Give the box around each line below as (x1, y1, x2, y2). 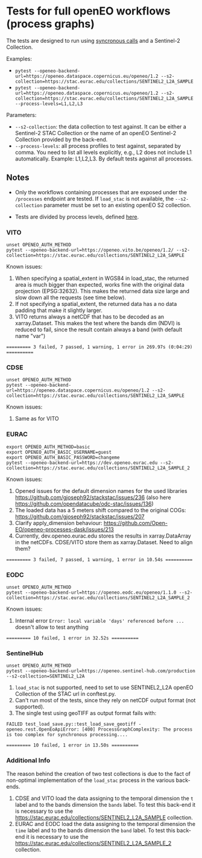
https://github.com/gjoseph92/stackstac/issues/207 (14, 513, 145, 520)
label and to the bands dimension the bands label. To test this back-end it (14, 801, 196, 808)
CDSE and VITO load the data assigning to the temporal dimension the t (14, 795, 194, 802)
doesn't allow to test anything (14, 623, 89, 631)
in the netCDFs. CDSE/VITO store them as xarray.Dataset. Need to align (14, 538, 193, 545)
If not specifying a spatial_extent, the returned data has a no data (14, 300, 177, 308)
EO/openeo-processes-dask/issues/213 (14, 526, 115, 533)
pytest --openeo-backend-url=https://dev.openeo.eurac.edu (6, 460, 158, 466)
